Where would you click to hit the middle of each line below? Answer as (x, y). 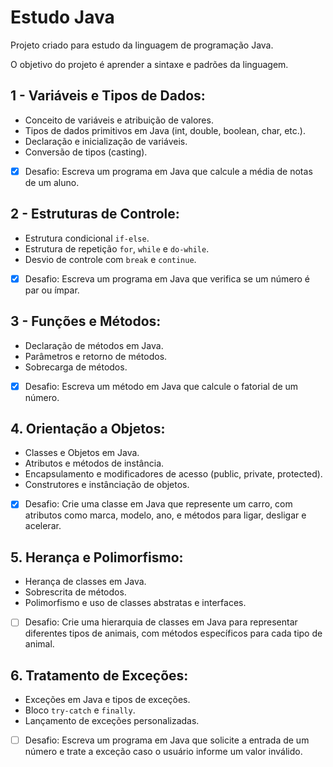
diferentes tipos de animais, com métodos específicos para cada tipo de (173, 633)
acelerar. (43, 526)
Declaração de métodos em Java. (94, 345)
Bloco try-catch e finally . (80, 710)
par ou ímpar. (52, 290)
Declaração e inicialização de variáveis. (106, 141)
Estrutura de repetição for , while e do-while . (117, 248)
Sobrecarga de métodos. (76, 367)
